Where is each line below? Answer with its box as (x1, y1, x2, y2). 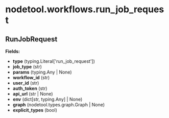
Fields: (5, 49, 20, 54)
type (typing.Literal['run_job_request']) (12, 58, 95, 64)
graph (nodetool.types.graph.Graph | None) (12, 102, 105, 108)
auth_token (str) (12, 85, 47, 91)
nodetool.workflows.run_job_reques (5, 4, 164, 15)
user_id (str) (12, 80, 39, 86)
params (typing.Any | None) (12, 69, 73, 75)
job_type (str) (12, 64, 42, 69)
